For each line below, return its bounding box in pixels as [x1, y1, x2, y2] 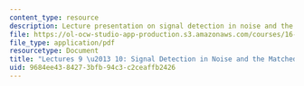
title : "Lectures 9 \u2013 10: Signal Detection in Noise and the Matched [9, 55, 298, 64]
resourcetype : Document [9, 47, 100, 56]
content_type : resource [9, 13, 100, 22]
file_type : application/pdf [9, 38, 116, 47]
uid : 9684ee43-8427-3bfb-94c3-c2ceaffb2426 [9, 64, 176, 73]
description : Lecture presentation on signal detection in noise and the [9, 21, 294, 30]
